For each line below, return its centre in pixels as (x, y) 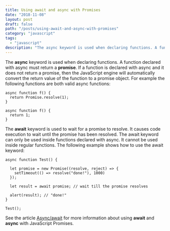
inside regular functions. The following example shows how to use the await (84, 145)
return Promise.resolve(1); (39, 97)
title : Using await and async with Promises (53, 10)
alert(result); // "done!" (38, 195)
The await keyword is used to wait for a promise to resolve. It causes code (83, 129)
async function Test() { (31, 160)
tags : (11, 38)
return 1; (20, 115)
